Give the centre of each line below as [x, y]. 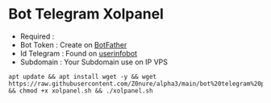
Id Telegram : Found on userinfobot [79, 53]
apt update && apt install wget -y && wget [83, 76]
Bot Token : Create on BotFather [73, 44]
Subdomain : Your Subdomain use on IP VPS [94, 62]
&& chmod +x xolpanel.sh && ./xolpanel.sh [81, 91]
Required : [37, 36]
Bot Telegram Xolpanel [86, 14]
